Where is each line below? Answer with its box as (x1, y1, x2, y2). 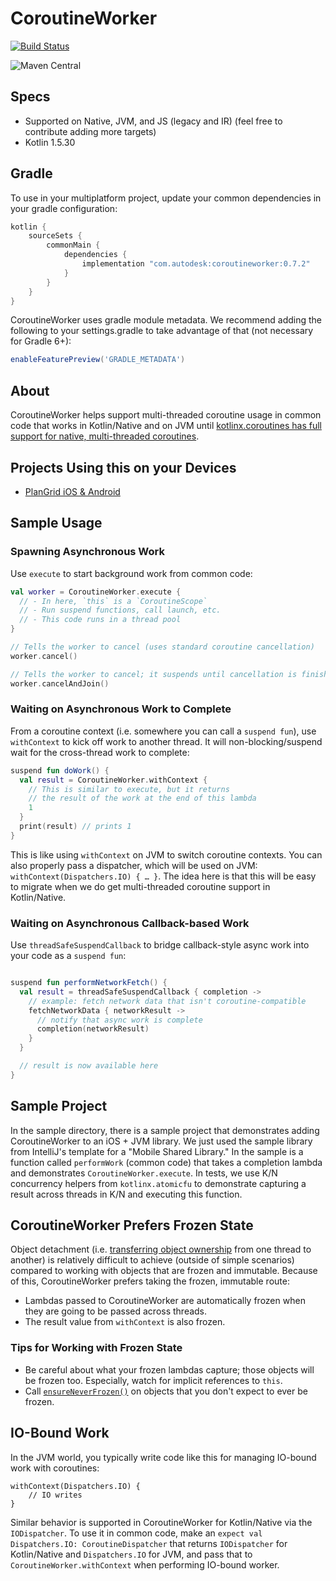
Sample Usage (10, 515, 103, 532)
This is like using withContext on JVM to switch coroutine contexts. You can (10, 848, 323, 861)
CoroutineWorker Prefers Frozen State (10, 1217, 254, 1234)
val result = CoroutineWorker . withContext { (19, 775, 208, 785)
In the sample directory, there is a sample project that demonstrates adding (10, 1124, 320, 1136)
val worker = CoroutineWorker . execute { (10, 587, 182, 597)
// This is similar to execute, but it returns (28, 784, 230, 794)
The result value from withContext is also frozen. (24, 1316, 226, 1328)
